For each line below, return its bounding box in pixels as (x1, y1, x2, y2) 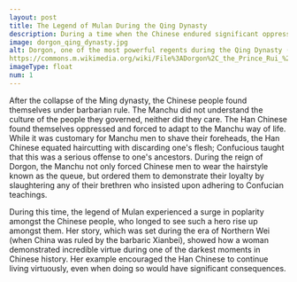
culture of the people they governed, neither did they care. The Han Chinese (9, 114, 288, 124)
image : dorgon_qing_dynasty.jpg (9, 37, 128, 47)
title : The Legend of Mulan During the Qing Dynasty (9, 21, 208, 30)
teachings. (9, 189, 48, 200)
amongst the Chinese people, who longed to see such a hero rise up (9, 215, 258, 226)
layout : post (9, 12, 57, 22)
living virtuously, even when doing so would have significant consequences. (9, 262, 286, 273)
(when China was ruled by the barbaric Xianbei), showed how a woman (9, 234, 270, 245)
